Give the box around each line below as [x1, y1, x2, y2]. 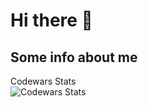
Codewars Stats [10, 75, 77, 87]
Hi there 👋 [10, 9, 93, 32]
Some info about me [10, 49, 138, 66]
